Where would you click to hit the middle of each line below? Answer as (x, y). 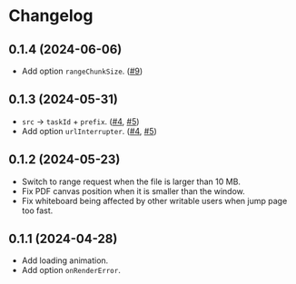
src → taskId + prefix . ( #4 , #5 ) (80, 121)
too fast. (37, 211)
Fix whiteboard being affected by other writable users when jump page (154, 201)
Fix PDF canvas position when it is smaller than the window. (133, 191)
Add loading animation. (65, 260)
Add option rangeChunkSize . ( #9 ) (82, 71)
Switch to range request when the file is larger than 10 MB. (131, 181)
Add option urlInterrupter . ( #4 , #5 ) (89, 131)
